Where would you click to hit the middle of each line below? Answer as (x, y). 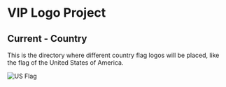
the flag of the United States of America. (65, 63)
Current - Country (47, 39)
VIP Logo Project (57, 13)
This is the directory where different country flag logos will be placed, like (113, 55)
